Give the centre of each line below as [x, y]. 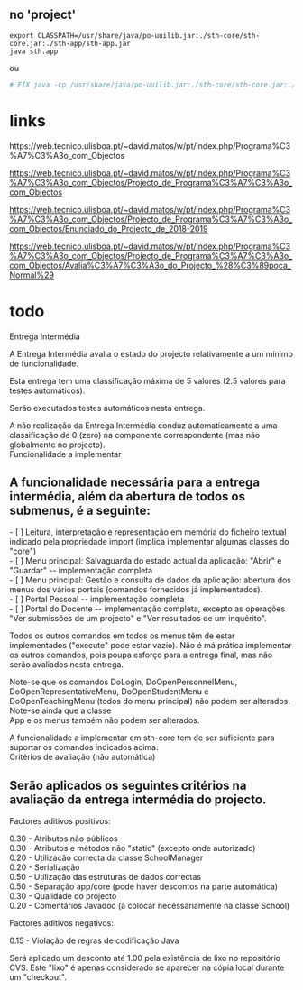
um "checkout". [38, 977]
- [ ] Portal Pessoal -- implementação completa [97, 600]
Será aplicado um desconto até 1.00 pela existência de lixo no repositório [145, 958]
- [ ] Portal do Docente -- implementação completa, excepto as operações [147, 609]
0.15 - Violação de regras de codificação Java [94, 940]
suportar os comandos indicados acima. [84, 747]
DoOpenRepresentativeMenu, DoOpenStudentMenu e [109, 692]
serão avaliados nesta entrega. [67, 665]
